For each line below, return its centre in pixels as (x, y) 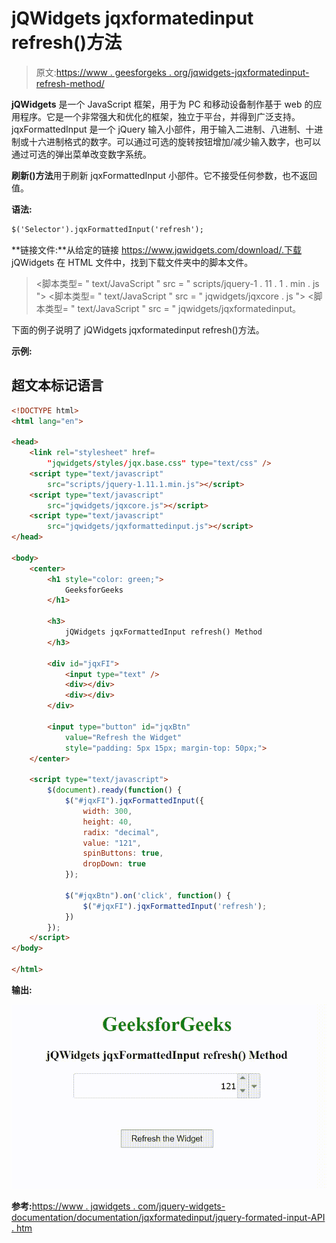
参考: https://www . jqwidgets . (73, 1206)
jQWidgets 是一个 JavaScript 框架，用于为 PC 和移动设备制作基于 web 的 (162, 104)
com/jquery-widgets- (181, 1206)
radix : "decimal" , (121, 832)
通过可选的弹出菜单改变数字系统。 (81, 154)
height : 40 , (107, 822)
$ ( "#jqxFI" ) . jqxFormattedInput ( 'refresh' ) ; (175, 906)
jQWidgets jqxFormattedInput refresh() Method (163, 632)
